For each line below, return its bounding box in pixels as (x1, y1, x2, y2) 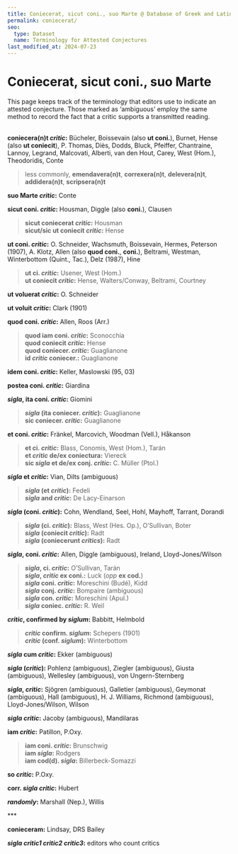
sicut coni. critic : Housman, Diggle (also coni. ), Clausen (7, 205, 172, 213)
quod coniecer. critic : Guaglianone (24, 346, 128, 354)
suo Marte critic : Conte (7, 191, 76, 199)
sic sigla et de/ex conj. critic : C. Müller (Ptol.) (24, 459, 159, 467)
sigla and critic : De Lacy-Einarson (24, 493, 125, 502)
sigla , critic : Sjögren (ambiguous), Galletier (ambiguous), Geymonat (7, 685, 206, 693)
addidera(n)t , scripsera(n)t (24, 177, 106, 186)
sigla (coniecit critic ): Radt (24, 529, 105, 537)
